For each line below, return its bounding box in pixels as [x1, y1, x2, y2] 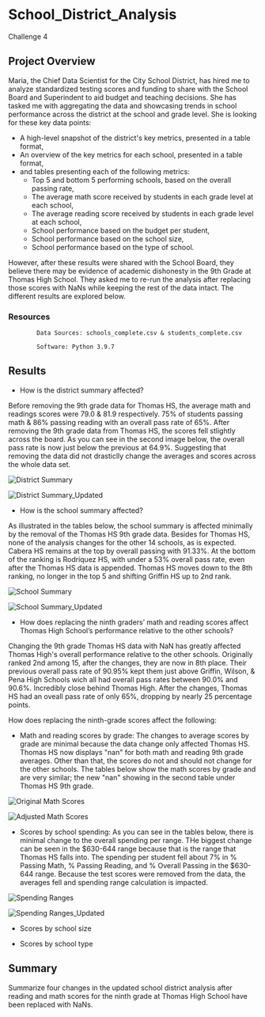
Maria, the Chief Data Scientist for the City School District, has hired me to [8, 75, 251, 85]
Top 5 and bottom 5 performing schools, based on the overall [31, 175, 232, 184]
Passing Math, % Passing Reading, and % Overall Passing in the [19, 860, 229, 870]
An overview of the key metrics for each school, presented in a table [19, 150, 243, 159]
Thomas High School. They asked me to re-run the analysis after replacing [8, 275, 252, 284]
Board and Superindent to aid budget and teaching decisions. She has [8, 93, 237, 102]
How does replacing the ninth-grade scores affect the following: [8, 715, 218, 725]
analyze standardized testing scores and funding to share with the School [8, 84, 248, 93]
